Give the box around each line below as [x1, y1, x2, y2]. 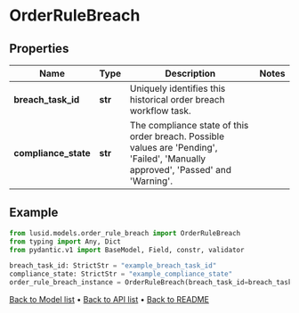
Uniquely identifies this [129, 82, 226, 95]
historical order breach [129, 94, 225, 105]
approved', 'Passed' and [129, 164, 231, 176]
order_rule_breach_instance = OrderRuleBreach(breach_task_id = [9, 278, 249, 287]
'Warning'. [129, 175, 174, 187]
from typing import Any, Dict [9, 237, 122, 246]
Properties [9, 41, 69, 56]
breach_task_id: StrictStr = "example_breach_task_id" [9, 261, 217, 270]
